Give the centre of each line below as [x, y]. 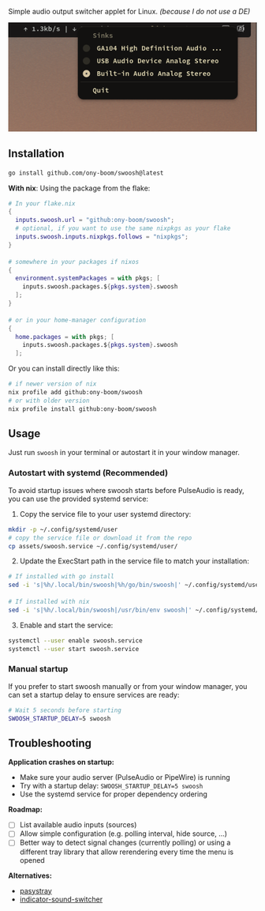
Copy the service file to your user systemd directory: [105, 514]
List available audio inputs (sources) [78, 825]
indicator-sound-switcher [61, 899]
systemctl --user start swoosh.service [74, 649]
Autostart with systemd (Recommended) [88, 473]
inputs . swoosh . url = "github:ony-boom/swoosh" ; [95, 220]
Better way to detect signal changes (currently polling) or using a [125, 843]
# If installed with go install [61, 577]
